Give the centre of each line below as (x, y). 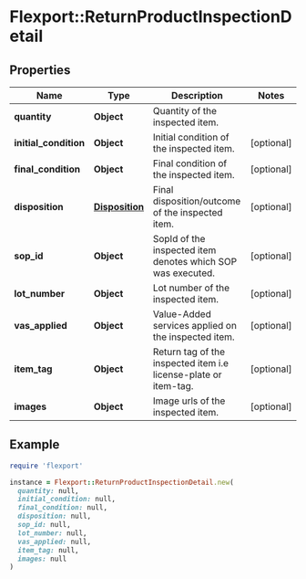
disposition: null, (55, 516)
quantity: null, (48, 490)
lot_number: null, (53, 533)
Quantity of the (184, 111)
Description (197, 95)
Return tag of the (189, 352)
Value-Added (182, 314)
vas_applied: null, (55, 542)
